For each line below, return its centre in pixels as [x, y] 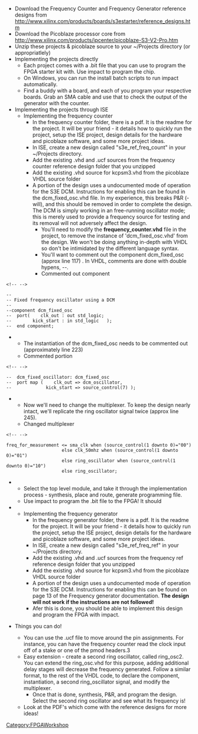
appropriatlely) [33, 53]
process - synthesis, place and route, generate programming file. [103, 495]
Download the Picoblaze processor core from [70, 34]
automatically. [40, 84]
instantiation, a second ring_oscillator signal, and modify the [97, 682]
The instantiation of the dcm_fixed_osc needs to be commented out [106, 343]
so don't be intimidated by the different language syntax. [110, 248]
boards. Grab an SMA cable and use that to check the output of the [105, 97]
